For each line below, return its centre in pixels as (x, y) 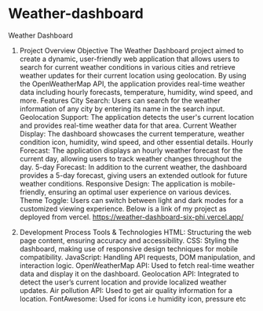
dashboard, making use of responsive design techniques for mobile (128, 248)
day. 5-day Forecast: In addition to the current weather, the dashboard (133, 167)
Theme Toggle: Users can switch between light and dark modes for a (131, 200)
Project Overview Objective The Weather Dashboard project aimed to (131, 50)
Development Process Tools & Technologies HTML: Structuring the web (135, 232)
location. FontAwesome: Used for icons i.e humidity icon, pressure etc (133, 298)
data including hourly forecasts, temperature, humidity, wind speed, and (136, 92)
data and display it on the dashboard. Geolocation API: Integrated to (129, 273)
